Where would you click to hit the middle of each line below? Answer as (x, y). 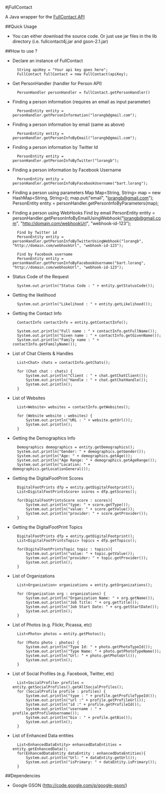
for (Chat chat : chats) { (45, 371)
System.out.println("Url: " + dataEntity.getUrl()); (81, 758)
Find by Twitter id (37, 232)
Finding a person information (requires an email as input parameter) (81, 102)
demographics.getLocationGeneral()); (51, 469)
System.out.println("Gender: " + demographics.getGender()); (82, 452)
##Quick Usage (21, 26)
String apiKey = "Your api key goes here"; (62, 70)
